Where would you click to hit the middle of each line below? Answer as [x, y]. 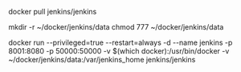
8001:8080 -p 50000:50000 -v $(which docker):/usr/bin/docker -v [119, 51]
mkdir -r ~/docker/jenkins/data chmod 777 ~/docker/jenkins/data [116, 27]
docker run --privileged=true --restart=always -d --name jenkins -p [120, 42]
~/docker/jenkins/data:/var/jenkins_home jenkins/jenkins [102, 60]
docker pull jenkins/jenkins [53, 12]
